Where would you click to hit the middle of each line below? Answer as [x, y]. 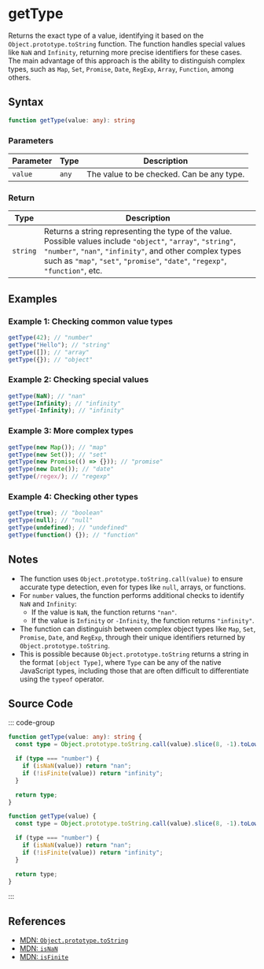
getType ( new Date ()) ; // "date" [61, 470]
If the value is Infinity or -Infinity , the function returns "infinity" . [143, 620]
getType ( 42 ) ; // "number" [50, 337]
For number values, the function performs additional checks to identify [132, 595]
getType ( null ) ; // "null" [50, 521]
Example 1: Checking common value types [90, 321]
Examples [33, 299]
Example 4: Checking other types [73, 496]
